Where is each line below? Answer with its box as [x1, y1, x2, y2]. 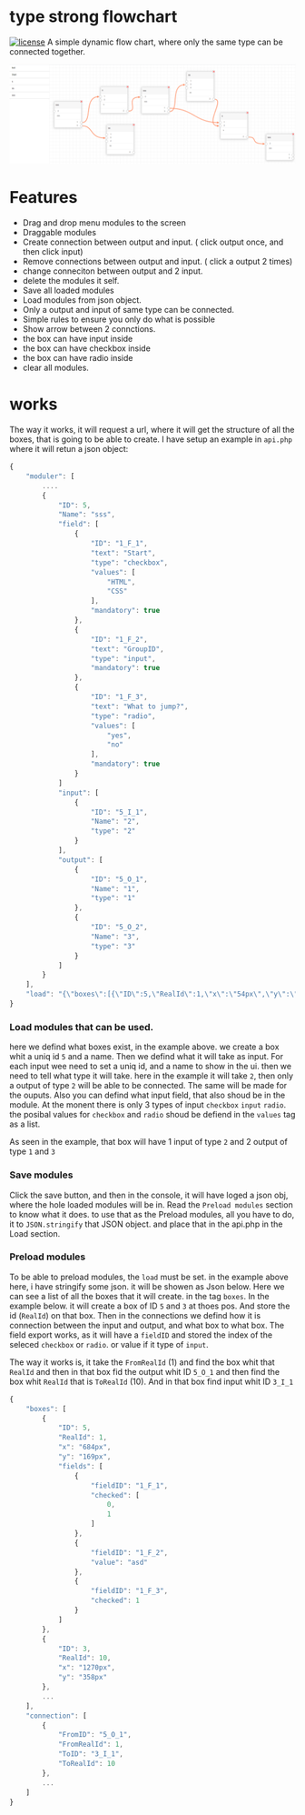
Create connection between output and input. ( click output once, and [22, 236, 284, 247]
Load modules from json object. [22, 295, 143, 306]
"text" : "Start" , [90, 548, 156, 557]
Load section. [9, 1228, 61, 1238]
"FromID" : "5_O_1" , [57, 1730, 132, 1740]
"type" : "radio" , [90, 711, 156, 720]
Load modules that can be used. [9, 1020, 154, 1033]
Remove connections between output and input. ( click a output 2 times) [22, 256, 293, 267]
